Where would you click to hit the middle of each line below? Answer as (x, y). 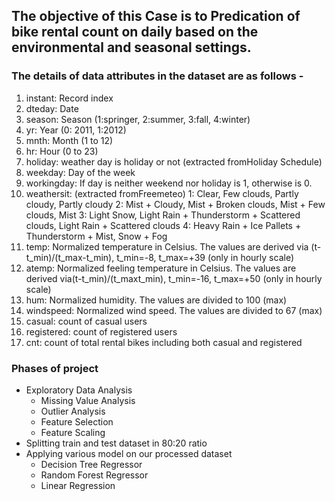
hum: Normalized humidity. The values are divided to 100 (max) (156, 300)
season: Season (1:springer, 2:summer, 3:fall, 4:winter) (138, 119)
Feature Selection (77, 421)
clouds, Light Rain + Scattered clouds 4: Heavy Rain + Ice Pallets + (163, 225)
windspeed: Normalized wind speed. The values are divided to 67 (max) (174, 310)
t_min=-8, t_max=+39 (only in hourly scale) (205, 257)
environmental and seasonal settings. (131, 47)
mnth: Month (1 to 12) (69, 140)
